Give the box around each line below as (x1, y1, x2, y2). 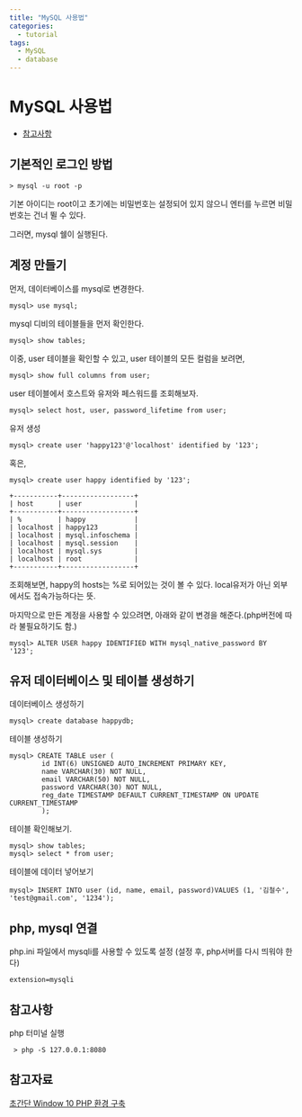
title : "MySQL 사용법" (9, 13, 89, 23)
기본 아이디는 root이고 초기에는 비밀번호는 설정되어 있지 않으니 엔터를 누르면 (9, 198, 277, 209)
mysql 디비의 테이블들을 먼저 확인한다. (9, 318, 145, 329)
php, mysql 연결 (9, 920, 98, 936)
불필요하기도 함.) (18, 620, 78, 631)
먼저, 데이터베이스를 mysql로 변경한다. (9, 283, 145, 293)
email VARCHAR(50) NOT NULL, (41, 775, 151, 784)
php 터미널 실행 (9, 1028, 65, 1038)
